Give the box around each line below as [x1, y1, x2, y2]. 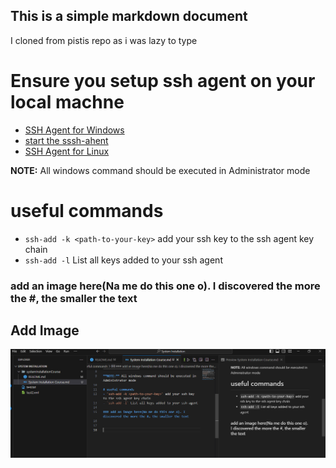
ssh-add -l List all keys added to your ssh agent [24, 254, 223, 266]
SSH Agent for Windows [24, 124, 125, 136]
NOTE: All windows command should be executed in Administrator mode [10, 164, 311, 176]
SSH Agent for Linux [24, 145, 110, 157]
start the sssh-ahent [24, 134, 109, 146]
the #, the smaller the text [10, 291, 138, 305]
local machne [10, 91, 125, 113]
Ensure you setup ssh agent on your [10, 70, 316, 92]
